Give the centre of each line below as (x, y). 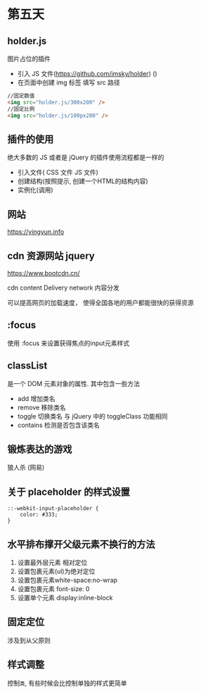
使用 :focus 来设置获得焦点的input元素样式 (69, 343)
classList (27, 366)
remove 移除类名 (42, 407)
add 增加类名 (36, 398)
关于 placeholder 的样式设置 (69, 491)
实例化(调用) (35, 190)
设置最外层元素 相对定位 (52, 562)
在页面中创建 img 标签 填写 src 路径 (69, 82)
